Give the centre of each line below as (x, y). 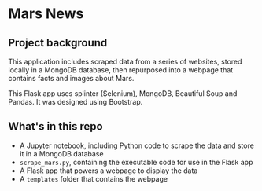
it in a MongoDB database (61, 153)
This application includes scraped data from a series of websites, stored (125, 61)
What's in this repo (56, 127)
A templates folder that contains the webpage (93, 178)
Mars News (46, 14)
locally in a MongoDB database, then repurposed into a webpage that (121, 70)
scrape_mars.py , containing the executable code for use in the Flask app (136, 162)
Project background (58, 43)
